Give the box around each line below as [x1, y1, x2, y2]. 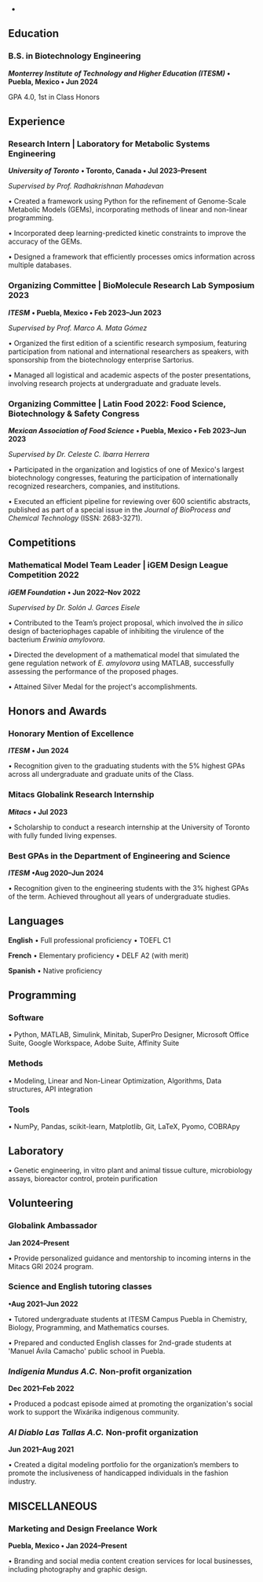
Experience [8, 115, 65, 128]
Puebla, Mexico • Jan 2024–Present [8, 1541, 128, 1551]
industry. [8, 1477, 37, 1486]
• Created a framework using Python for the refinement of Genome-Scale [8, 197, 247, 206]
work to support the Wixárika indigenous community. [8, 1407, 180, 1417]
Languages [8, 914, 64, 928]
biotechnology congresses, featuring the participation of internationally [8, 473, 239, 482]
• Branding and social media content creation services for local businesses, [8, 1556, 253, 1565]
